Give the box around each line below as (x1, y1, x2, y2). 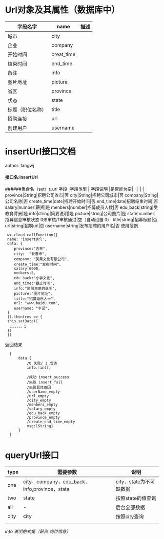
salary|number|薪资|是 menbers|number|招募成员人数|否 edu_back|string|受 (5, 204, 158, 210)
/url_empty (26, 394, 49, 399)
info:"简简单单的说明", (14, 286, 57, 291)
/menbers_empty (26, 402, 58, 407)
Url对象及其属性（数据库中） (5, 4, 120, 16)
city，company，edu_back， (23, 478, 90, 485)
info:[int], (26, 365, 51, 370)
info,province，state (23, 486, 70, 493)
